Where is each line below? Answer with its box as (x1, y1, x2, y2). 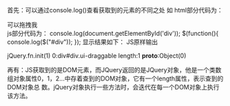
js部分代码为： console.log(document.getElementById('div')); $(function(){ (7, 30, 219, 37)
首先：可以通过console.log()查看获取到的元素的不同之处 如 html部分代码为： (7, 6, 224, 14)
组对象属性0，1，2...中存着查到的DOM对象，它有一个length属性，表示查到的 (7, 74, 224, 83)
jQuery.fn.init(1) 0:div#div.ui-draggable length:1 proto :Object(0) (7, 52, 187, 60)
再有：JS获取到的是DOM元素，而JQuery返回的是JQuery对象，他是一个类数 (7, 66, 222, 74)
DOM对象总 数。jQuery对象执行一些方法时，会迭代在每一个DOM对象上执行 (7, 83, 220, 91)
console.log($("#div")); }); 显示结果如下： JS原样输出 (7, 38, 158, 46)
